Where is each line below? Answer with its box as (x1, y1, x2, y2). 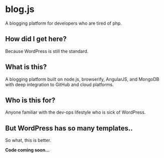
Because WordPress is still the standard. (5, 48, 89, 54)
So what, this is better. (5, 137, 52, 143)
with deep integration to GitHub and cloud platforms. (5, 82, 114, 88)
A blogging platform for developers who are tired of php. (5, 20, 122, 26)
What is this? (5, 63, 47, 71)
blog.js (5, 4, 35, 15)
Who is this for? (5, 96, 56, 104)
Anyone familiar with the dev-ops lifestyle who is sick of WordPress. (5, 109, 146, 115)
